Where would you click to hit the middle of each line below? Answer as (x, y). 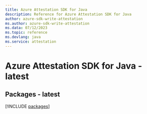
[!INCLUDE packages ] (27, 106)
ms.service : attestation (31, 42)
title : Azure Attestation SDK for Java (46, 10)
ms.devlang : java (23, 37)
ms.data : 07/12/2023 (26, 28)
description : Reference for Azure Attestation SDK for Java (69, 14)
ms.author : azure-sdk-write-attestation (48, 23)
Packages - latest (33, 95)
